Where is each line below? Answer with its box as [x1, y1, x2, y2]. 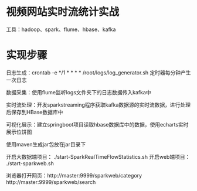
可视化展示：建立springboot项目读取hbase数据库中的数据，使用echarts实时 [6, 121, 189, 128]
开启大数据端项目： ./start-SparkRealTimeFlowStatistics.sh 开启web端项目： [6, 153, 191, 160]
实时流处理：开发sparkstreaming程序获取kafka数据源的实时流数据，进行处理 [6, 101, 191, 108]
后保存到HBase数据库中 [6, 108, 63, 115]
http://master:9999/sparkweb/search [6, 178, 96, 185]
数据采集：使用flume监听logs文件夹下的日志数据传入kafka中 [6, 88, 151, 95]
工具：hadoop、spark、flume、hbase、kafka [6, 26, 116, 33]
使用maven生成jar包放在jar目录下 [6, 141, 86, 148]
